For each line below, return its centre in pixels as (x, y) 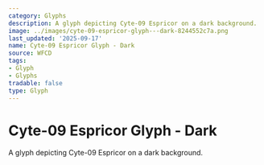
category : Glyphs (37, 16)
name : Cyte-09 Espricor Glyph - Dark (72, 46)
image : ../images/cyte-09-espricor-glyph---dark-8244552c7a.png (118, 31)
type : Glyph (28, 91)
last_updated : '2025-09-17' (56, 38)
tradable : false (35, 83)
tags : (17, 61)
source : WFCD (30, 53)
